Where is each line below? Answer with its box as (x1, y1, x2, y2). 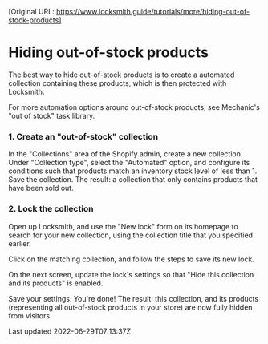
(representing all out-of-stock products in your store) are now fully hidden (8, 302, 253, 312)
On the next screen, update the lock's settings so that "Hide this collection (8, 269, 254, 279)
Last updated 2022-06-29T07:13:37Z (8, 326, 132, 336)
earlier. (8, 238, 32, 248)
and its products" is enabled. (8, 278, 104, 288)
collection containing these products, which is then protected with (8, 78, 227, 87)
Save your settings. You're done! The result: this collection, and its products (8, 293, 259, 303)
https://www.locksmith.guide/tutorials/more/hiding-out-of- (55, 7, 250, 16)
